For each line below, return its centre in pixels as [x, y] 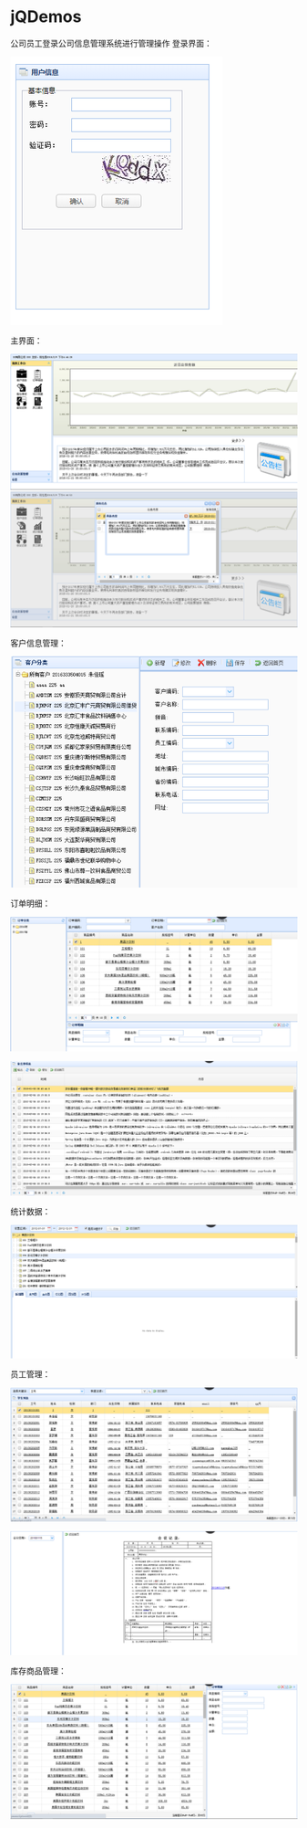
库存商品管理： [38, 1671]
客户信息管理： [38, 643]
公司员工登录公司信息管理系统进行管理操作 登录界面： [111, 43]
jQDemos [46, 17]
